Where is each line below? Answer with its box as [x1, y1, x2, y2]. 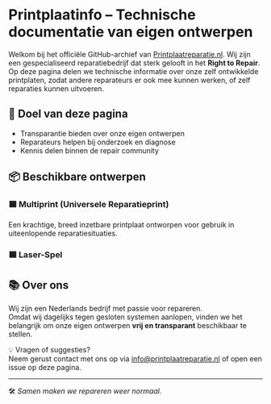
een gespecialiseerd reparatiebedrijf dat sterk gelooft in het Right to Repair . [8, 58, 261, 68]
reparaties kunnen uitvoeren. [8, 83, 105, 94]
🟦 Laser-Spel [8, 249, 63, 260]
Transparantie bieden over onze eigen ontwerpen [19, 128, 186, 138]
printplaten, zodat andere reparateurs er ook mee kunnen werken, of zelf [8, 75, 251, 85]
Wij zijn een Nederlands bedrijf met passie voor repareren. [8, 304, 203, 314]
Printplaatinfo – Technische [8, 6, 196, 24]
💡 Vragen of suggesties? [8, 345, 91, 355]
